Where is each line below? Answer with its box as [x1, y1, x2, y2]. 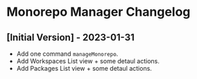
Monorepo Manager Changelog [6, 4, 191, 20]
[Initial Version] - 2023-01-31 [6, 32, 135, 43]
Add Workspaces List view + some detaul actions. [16, 57, 160, 65]
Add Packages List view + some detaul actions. [16, 65, 152, 72]
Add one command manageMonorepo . [16, 49, 119, 58]
